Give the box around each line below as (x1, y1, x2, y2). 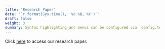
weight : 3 (5, 20, 26, 26)
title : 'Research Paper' (5, 7, 56, 12)
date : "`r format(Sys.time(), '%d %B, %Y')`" (5, 12, 100, 16)
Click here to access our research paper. (5, 38, 87, 44)
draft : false (5, 16, 32, 21)
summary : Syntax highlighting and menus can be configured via (5, 25, 137, 30)
